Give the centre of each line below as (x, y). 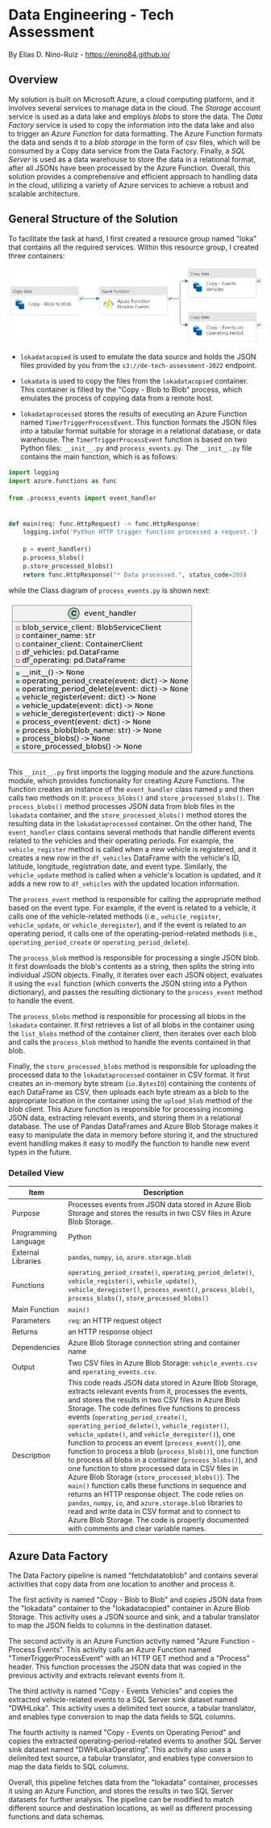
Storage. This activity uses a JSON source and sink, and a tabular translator (134, 1617)
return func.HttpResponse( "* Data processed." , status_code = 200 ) (135, 575)
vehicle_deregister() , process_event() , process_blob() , (161, 1289)
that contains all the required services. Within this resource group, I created (134, 247)
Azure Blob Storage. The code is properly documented (158, 1520)
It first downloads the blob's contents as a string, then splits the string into (132, 966)
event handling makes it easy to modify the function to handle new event (129, 1143)
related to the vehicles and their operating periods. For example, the (121, 841)
